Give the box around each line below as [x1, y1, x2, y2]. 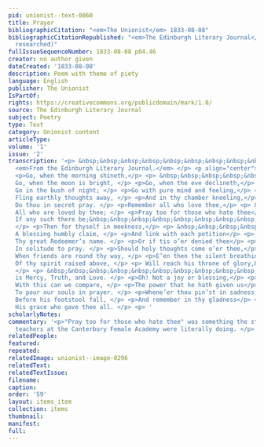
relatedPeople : [8, 333, 58, 340]
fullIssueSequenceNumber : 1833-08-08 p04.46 [8, 48, 156, 56]
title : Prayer [8, 19, 55, 27]
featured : [8, 340, 41, 347]
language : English [8, 77, 68, 85]
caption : [8, 383, 37, 391]
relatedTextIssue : [8, 369, 68, 376]
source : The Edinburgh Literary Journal [8, 107, 143, 114]
